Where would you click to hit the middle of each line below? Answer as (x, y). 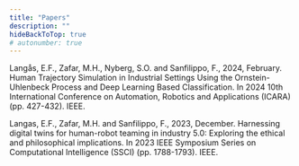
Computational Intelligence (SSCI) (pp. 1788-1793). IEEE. (114, 153)
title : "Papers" (40, 17)
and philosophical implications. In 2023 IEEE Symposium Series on (133, 143)
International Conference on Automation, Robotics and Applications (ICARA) (150, 97)
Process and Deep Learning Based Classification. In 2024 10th (167, 87)
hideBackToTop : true (48, 34)
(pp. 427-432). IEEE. (47, 106)
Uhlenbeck (29, 87)
